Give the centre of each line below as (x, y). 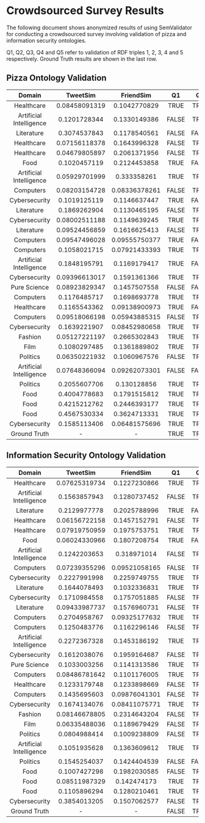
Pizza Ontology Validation (56, 78)
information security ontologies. (46, 40)
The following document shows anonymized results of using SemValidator (99, 27)
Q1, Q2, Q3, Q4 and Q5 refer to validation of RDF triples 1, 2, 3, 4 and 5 (95, 52)
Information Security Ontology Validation (86, 455)
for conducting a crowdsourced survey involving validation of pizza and (96, 34)
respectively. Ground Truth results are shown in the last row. (82, 59)
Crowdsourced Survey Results (85, 11)
